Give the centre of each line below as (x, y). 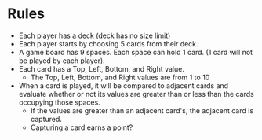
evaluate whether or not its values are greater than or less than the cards (136, 94)
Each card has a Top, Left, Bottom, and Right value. (102, 68)
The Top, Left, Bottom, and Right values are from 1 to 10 (120, 77)
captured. (46, 119)
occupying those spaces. (60, 102)
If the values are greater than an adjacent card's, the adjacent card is (142, 110)
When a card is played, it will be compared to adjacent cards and (124, 85)
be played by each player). (62, 61)
